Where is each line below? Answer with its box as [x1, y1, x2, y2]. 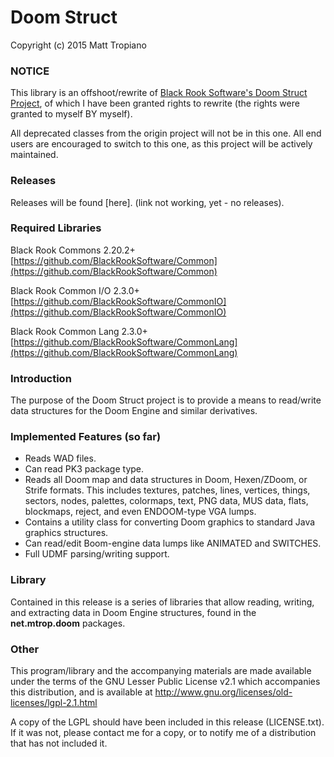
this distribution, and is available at [10, 686, 153, 698]
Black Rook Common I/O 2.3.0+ [10, 284, 140, 296]
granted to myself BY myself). [10, 108, 133, 120]
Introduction [10, 371, 72, 385]
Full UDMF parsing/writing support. [24, 548, 170, 560]
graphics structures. [24, 527, 109, 539]
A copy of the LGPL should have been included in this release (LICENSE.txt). [10, 716, 325, 728]
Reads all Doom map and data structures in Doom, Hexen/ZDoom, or [24, 474, 308, 486]
